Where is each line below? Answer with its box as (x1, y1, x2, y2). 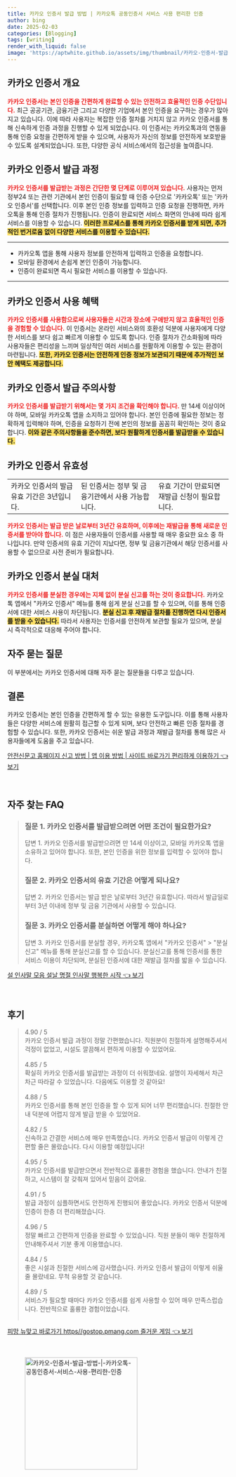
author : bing (7, 17, 46, 24)
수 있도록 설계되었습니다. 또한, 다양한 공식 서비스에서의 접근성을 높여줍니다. (7, 141, 214, 150)
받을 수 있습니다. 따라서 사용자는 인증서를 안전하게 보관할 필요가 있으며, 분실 (14, 616, 223, 625)
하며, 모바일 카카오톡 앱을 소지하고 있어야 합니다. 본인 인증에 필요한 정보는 (14, 411, 217, 419)
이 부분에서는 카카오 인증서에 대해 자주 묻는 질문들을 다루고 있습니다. (7, 668, 195, 676)
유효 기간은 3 (11, 491, 52, 501)
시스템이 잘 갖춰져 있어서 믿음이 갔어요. (39, 1175, 147, 1184)
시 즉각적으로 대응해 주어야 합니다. (7, 625, 101, 634)
